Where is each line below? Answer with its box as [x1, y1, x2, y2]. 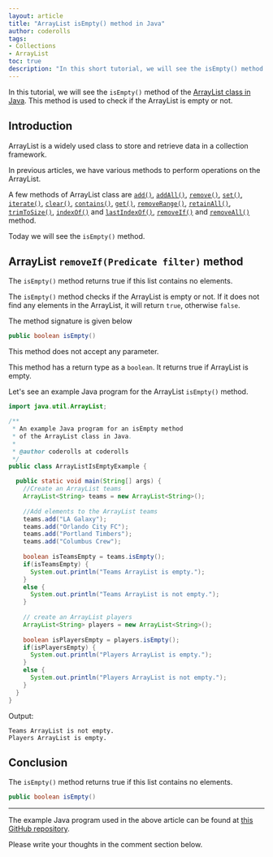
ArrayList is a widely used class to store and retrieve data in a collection [8, 141, 249, 150]
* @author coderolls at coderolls [11, 448, 129, 456]
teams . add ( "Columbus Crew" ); [23, 538, 122, 546]
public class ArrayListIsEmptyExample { [8, 462, 148, 471]
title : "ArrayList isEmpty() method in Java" [8, 19, 165, 28]
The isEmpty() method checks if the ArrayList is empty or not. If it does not [8, 292, 260, 301]
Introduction [8, 119, 73, 133]
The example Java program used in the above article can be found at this [8, 816, 253, 825]
